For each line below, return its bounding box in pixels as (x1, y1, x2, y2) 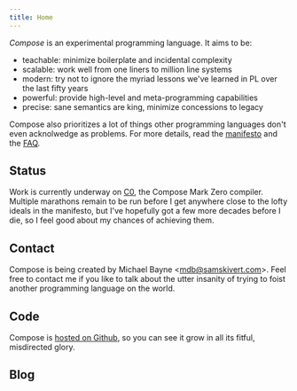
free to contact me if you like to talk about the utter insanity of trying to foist (9, 274, 285, 285)
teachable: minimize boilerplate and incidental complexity (21, 54, 232, 65)
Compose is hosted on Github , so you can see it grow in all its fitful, (9, 332, 255, 343)
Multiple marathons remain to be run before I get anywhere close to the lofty (9, 196, 288, 207)
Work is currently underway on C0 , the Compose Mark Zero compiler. (9, 187, 264, 198)
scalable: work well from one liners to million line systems (21, 64, 232, 74)
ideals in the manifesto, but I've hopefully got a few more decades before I (9, 206, 281, 216)
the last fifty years (21, 82, 89, 93)
